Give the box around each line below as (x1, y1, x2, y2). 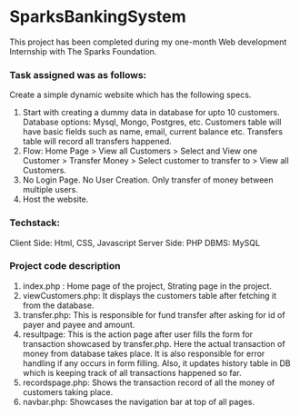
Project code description (9, 260, 121, 272)
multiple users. (22, 184, 79, 195)
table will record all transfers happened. (22, 136, 173, 147)
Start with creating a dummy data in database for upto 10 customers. (22, 107, 280, 118)
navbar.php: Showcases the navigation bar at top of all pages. (22, 396, 255, 407)
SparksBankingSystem (9, 6, 186, 27)
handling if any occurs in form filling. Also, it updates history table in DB (22, 357, 291, 369)
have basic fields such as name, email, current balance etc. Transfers (22, 126, 284, 137)
